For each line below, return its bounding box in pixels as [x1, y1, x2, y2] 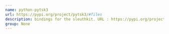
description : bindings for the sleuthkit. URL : [5, 16, 109, 21]
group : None [5, 21, 30, 26]
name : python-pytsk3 [5, 7, 49, 12]
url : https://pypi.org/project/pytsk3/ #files [5, 12, 102, 17]
